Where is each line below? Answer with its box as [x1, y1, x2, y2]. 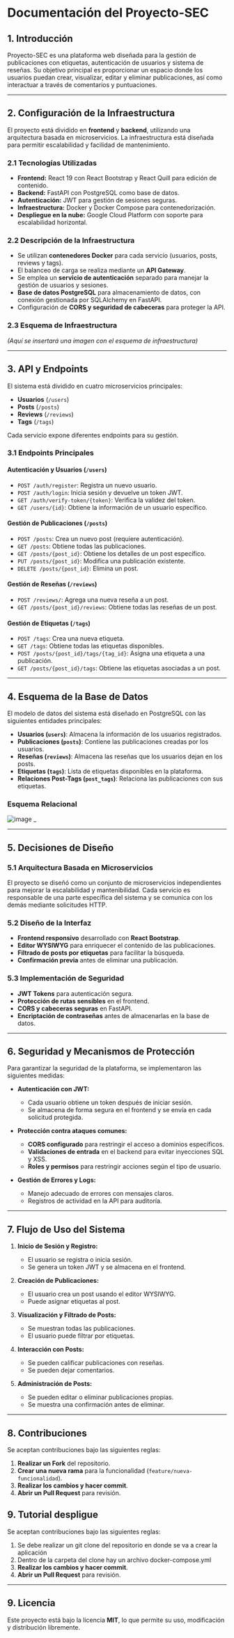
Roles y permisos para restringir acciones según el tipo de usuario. [27, 1162, 221, 1171]
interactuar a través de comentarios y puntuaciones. [7, 81, 157, 88]
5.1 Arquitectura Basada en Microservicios [7, 862, 153, 872]
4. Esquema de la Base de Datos [7, 691, 148, 703]
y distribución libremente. [7, 1623, 81, 1631]
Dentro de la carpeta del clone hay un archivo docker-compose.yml [17, 1555, 212, 1564]
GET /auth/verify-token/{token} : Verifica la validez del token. [17, 496, 196, 504]
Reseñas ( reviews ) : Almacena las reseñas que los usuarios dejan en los [17, 752, 223, 760]
